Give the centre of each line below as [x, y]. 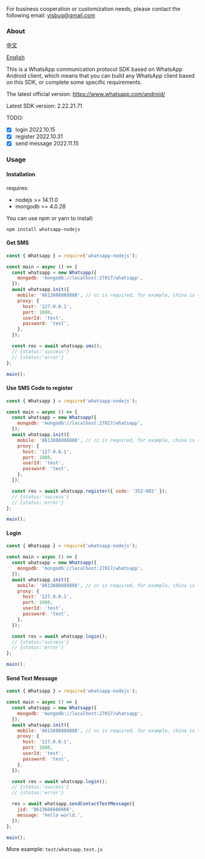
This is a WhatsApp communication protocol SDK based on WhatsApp [95, 69]
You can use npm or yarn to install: [50, 218]
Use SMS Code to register [40, 388]
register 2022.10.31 [39, 136]
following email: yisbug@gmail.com [51, 15]
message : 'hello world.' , [50, 815]
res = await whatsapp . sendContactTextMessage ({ [74, 804]
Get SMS [18, 243]
